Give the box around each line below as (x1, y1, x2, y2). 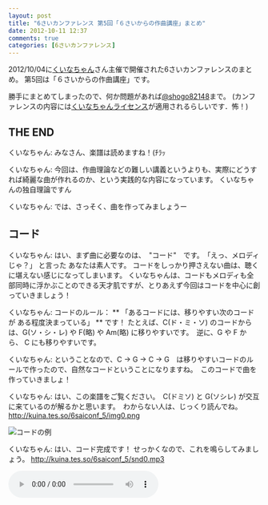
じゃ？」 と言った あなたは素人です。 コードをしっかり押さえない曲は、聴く (8, 260, 259, 269)
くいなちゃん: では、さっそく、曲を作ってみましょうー (8, 201, 188, 211)
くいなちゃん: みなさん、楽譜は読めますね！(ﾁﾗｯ (8, 147, 166, 157)
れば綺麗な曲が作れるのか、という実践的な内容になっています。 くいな (8, 174, 241, 184)
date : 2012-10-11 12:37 (8, 26, 88, 34)
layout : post (8, 11, 52, 20)
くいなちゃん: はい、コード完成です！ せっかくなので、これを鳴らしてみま (8, 444, 252, 454)
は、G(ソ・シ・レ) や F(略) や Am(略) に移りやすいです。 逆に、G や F (8, 327, 238, 337)
